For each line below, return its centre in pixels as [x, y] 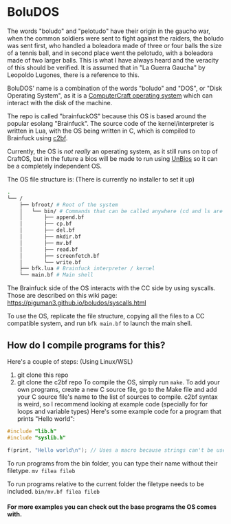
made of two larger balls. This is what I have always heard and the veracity [113, 60]
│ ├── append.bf [52, 217]
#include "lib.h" [32, 431]
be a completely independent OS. [54, 166]
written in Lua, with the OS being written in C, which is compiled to [101, 131]
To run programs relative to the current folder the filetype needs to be [106, 484]
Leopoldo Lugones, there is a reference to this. [73, 75]
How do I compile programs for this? [86, 345]
